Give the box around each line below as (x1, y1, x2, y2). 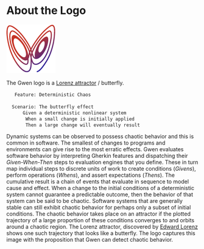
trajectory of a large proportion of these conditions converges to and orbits (6, 216, 195, 223)
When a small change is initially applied (25, 116, 135, 122)
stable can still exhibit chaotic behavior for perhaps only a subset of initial (6, 203, 191, 211)
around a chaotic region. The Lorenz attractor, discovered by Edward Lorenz (6, 223, 199, 230)
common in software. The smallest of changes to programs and (6, 139, 166, 146)
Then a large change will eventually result (25, 122, 140, 128)
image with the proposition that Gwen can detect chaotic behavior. (6, 236, 174, 243)
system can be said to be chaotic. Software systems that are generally (6, 197, 183, 204)
